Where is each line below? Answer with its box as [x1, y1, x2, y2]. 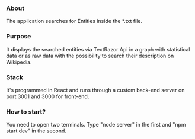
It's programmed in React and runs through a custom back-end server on [6, 86, 185, 93]
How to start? [6, 108, 46, 116]
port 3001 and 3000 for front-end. [6, 93, 89, 100]
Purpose [6, 33, 31, 41]
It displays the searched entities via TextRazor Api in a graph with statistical [6, 46, 191, 53]
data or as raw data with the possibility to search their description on [6, 52, 174, 59]
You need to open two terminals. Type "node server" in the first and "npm [6, 121, 186, 128]
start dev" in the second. [6, 127, 67, 134]
